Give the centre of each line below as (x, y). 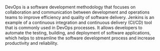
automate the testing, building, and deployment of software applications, (78, 33)
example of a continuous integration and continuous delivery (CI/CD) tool (79, 22)
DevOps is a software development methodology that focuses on (70, 7)
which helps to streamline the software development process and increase (80, 38)
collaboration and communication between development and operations (77, 12)
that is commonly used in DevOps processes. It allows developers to (74, 28)
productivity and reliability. (32, 43)
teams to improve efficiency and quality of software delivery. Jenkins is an (80, 17)
